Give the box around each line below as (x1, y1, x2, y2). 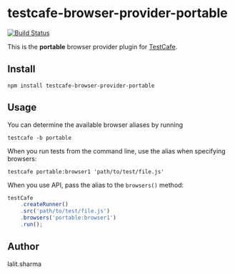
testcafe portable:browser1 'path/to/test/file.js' (7, 168, 164, 176)
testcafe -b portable (7, 134, 72, 141)
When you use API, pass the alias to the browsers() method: (7, 181, 184, 189)
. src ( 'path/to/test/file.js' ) (20, 208, 111, 215)
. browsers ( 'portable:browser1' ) (20, 214, 116, 222)
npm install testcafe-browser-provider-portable (7, 82, 155, 89)
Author (7, 240, 39, 253)
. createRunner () (20, 201, 69, 208)
